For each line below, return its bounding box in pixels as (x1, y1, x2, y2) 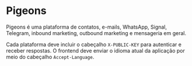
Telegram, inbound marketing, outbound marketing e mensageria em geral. (6, 29, 187, 36)
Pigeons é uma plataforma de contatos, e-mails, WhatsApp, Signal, (6, 23, 167, 30)
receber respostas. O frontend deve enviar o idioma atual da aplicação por (6, 47, 185, 54)
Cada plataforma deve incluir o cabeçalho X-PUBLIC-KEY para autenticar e (6, 41, 182, 48)
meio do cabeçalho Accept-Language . (6, 53, 95, 60)
